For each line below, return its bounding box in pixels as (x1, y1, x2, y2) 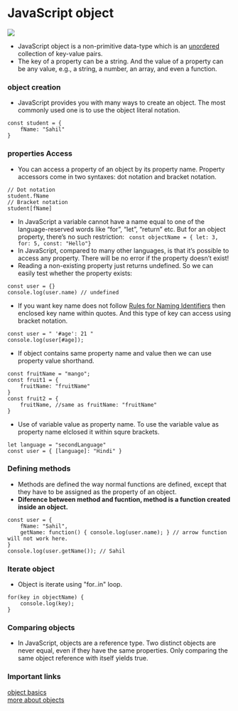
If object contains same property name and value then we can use (17, 348, 212, 357)
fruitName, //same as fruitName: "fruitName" (20, 401, 158, 408)
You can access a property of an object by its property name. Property (17, 165, 225, 173)
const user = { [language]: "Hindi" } (7, 447, 122, 454)
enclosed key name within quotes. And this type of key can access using (17, 309, 231, 317)
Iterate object (7, 564, 55, 574)
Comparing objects (7, 623, 75, 633)
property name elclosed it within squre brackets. (17, 427, 160, 436)
